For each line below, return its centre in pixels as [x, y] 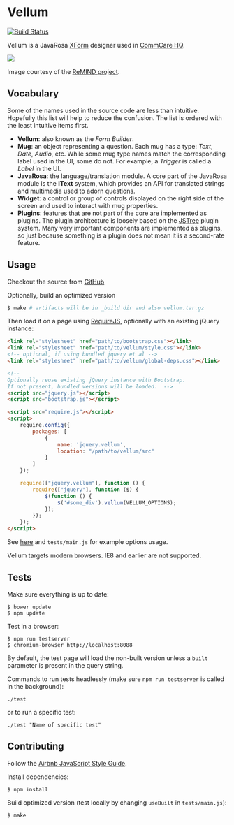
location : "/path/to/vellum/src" [106, 451]
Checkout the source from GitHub [56, 282]
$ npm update [26, 613]
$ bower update [29, 607]
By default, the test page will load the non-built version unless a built [108, 658]
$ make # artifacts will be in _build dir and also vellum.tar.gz [106, 308]
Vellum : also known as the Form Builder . [75, 139]
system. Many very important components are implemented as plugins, [119, 228]
